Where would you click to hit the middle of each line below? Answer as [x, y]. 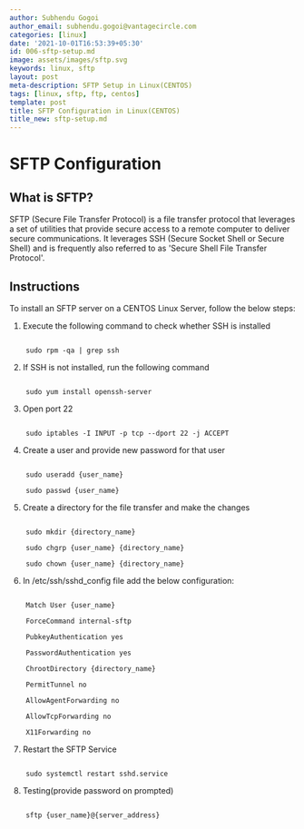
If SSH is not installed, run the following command [116, 367]
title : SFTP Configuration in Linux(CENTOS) [95, 111]
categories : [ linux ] [49, 35]
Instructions [44, 286]
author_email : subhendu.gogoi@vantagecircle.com [103, 26]
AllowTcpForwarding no [69, 716]
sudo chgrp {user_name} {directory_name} [105, 548]
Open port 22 [48, 409]
